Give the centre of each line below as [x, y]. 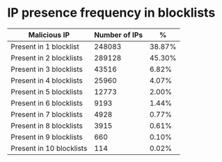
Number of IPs [118, 35]
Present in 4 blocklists [47, 80]
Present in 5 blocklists [47, 92]
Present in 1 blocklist [45, 47]
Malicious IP [49, 35]
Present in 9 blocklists [47, 137]
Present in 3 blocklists [47, 69]
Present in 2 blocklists [47, 58]
